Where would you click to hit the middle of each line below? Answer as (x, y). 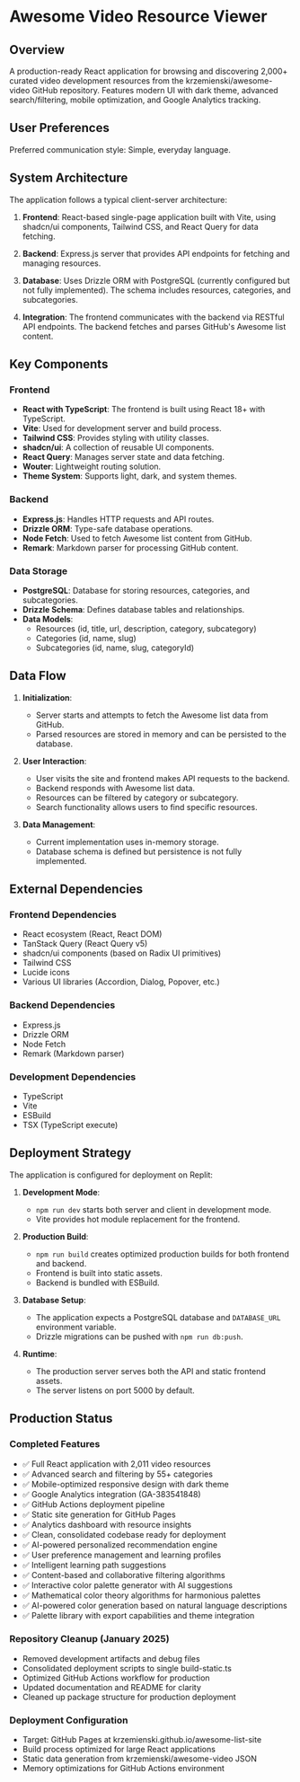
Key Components (59, 364)
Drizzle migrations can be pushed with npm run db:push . (139, 1336)
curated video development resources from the (97, 81)
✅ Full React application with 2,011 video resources (116, 1464)
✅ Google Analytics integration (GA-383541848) (111, 1494)
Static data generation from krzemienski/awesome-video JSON (140, 1759)
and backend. (61, 1263)
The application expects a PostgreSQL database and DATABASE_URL (158, 1317)
